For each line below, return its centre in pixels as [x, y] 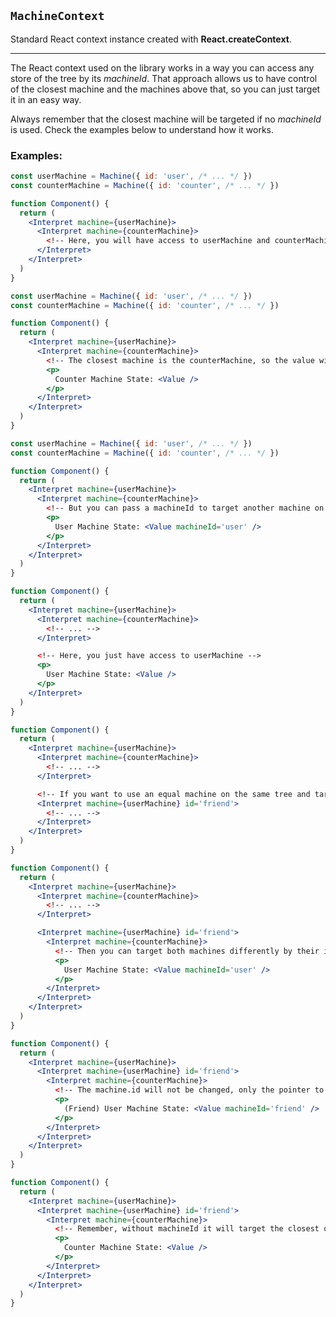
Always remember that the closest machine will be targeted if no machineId [166, 119]
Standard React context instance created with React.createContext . [151, 39]
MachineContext [57, 16]
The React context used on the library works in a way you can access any [162, 67]
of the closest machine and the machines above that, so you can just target [165, 89]
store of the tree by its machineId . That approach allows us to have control [164, 78]
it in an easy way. [46, 99]
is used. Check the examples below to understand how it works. [142, 129]
